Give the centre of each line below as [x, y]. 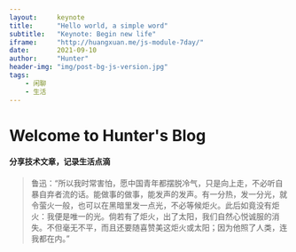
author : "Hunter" [49, 59]
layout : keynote [47, 17]
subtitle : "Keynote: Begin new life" [83, 34]
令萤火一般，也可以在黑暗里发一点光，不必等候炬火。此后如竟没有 [151, 205]
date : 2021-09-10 [53, 51]
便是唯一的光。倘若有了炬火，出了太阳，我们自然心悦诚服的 [163, 216]
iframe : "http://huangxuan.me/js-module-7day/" [106, 42]
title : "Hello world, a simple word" [89, 26]
